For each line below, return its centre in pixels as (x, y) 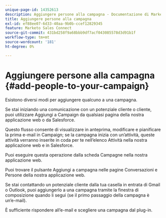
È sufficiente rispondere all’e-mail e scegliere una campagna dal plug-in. (79, 210)
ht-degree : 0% (20, 47)
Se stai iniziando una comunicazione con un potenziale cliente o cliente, (78, 109)
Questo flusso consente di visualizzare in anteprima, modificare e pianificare (83, 129)
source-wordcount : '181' (31, 42)
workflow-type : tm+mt (27, 38)
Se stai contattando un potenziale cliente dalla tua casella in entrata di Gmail (83, 184)
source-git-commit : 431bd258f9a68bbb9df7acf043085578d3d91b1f (70, 33)
